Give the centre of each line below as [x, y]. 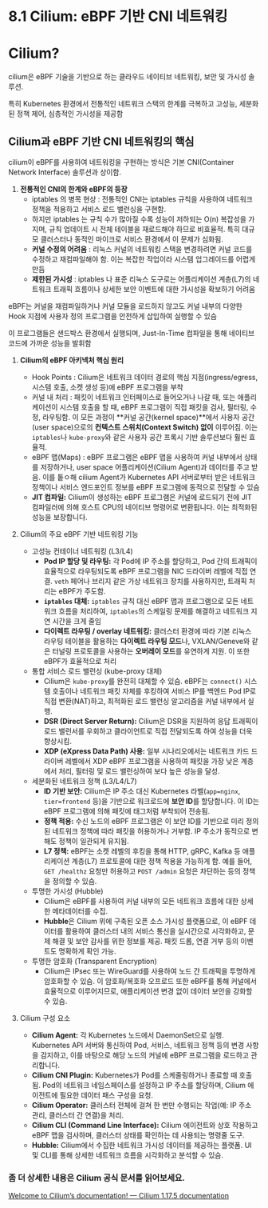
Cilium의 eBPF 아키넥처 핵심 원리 [72, 360]
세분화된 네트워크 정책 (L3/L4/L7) [84, 781]
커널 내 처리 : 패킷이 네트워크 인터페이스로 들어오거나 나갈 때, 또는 [134, 397]
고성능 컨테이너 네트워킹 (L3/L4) [82, 551]
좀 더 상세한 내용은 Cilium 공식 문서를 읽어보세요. [97, 1178]
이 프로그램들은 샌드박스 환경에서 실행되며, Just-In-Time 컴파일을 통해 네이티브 [132, 333]
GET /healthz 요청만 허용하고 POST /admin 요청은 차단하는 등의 [142, 871]
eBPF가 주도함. [82, 591]
